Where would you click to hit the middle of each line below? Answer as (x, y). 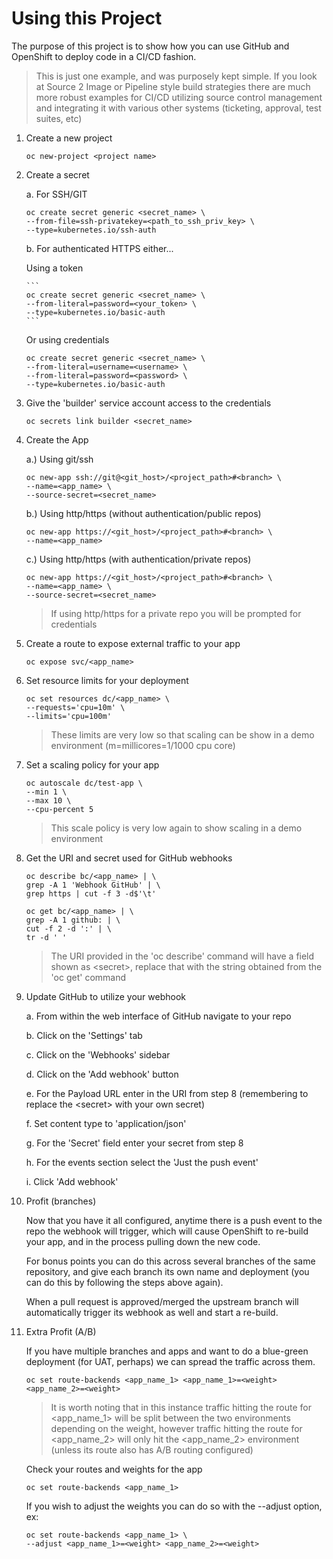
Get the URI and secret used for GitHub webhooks (129, 858)
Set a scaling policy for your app (92, 764)
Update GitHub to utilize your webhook (105, 996)
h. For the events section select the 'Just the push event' (142, 1162)
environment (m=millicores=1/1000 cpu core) (143, 745)
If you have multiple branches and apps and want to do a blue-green (167, 1351)
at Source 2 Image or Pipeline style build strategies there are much (173, 86)
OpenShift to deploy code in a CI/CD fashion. (104, 56)
